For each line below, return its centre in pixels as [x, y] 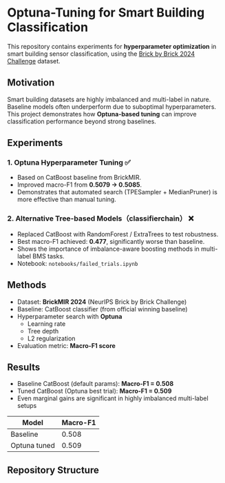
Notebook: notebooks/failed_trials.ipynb [77, 263]
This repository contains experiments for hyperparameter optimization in [112, 46]
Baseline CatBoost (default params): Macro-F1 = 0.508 [95, 384]
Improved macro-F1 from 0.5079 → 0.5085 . [79, 185]
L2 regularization [51, 338]
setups [27, 406]
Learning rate [46, 323]
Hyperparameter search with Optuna [69, 316]
